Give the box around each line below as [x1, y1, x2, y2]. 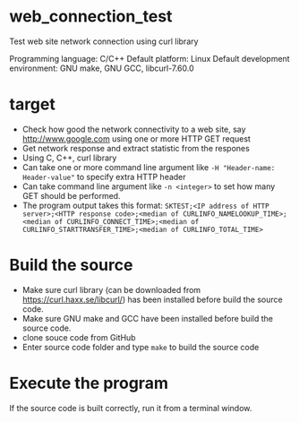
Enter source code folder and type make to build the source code [21, 341, 260, 352]
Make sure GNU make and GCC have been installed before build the [21, 313, 273, 323]
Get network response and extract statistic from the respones [21, 142, 251, 153]
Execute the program [9, 374, 168, 393]
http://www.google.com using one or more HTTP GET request [21, 133, 251, 144]
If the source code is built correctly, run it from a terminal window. [9, 402, 252, 413]
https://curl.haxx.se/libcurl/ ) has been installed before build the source [21, 294, 284, 305]
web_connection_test [9, 6, 173, 27]
